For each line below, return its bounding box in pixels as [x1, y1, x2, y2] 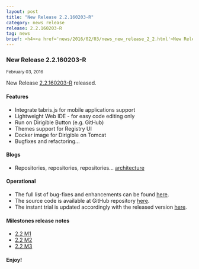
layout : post [6, 8, 38, 15]
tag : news [6, 31, 31, 37]
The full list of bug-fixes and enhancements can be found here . [14, 190, 169, 198]
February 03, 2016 [6, 69, 43, 75]
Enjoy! [6, 256, 23, 263]
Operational [6, 178, 36, 185]
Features [6, 93, 28, 100]
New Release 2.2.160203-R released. [6, 79, 97, 86]
